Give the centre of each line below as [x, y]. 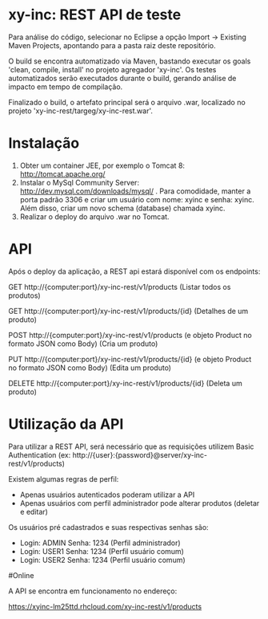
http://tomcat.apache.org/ [62, 173]
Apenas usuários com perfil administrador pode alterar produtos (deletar [140, 503]
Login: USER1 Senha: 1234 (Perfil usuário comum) [102, 551]
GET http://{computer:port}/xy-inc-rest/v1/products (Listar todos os [120, 287]
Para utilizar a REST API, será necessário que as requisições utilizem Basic [131, 446]
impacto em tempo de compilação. [66, 87]
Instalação [44, 143]
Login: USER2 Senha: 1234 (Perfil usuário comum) [102, 560]
